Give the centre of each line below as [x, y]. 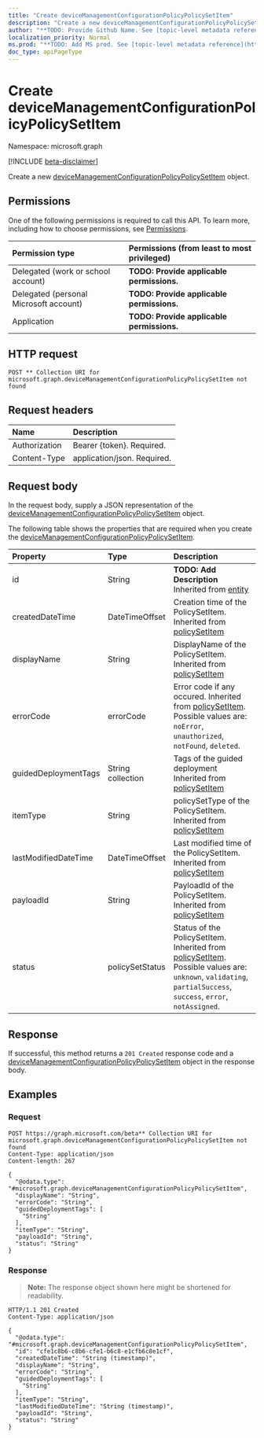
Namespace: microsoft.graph [55, 146]
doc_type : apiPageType [45, 52]
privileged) [150, 258]
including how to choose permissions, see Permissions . [98, 228]
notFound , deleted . [207, 746]
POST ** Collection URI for [54, 372]
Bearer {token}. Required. [119, 445]
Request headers [51, 410]
